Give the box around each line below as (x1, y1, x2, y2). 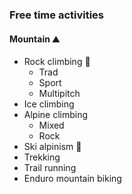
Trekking (23, 151, 61, 163)
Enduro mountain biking (23, 173, 122, 185)
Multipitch (38, 88, 81, 100)
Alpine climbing (23, 109, 89, 121)
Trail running (23, 162, 77, 174)
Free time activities (9, 8, 105, 22)
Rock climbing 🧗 (23, 56, 91, 68)
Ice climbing (23, 98, 75, 110)
